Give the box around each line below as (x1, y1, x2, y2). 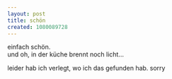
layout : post (7, 10, 46, 18)
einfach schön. (7, 43, 51, 51)
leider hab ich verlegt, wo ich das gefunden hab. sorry (7, 64, 166, 73)
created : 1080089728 (7, 23, 69, 30)
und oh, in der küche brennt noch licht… (7, 50, 125, 59)
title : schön (7, 17, 46, 24)
